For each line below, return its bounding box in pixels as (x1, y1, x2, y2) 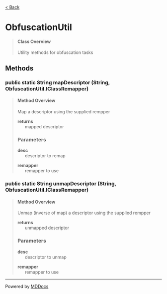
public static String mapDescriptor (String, (5, 79, 110, 86)
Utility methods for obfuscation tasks (17, 49, 93, 55)
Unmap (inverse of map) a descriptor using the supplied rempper (17, 210, 151, 216)
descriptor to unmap (24, 254, 67, 260)
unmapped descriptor (24, 225, 70, 231)
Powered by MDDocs (5, 283, 49, 289)
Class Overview (17, 38, 51, 44)
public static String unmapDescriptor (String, (5, 180, 116, 187)
